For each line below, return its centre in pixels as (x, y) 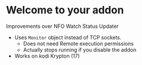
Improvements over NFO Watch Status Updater (63, 26)
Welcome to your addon (65, 10)
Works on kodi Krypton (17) (47, 56)
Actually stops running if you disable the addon (80, 49)
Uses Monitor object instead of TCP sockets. (68, 37)
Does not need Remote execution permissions (78, 44)
